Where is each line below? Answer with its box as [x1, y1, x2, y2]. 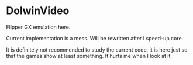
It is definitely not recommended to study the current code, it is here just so [6, 46, 188, 53]
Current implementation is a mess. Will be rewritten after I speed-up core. [6, 35, 184, 42]
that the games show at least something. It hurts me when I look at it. [6, 52, 173, 59]
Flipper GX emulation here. [6, 23, 71, 30]
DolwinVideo [6, 4, 70, 18]
